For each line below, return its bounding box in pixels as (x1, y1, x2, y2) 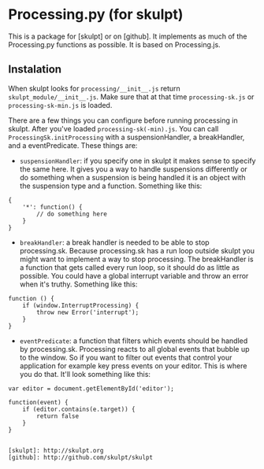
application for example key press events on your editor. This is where (19, 360, 247, 371)
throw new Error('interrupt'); (36, 308, 139, 316)
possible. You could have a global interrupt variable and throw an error (19, 271, 249, 280)
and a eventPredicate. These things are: (8, 140, 138, 150)
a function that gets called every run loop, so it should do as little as (19, 262, 240, 272)
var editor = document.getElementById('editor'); (8, 384, 175, 393)
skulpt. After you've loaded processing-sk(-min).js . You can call (8, 124, 219, 133)
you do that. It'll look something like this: (19, 369, 151, 379)
